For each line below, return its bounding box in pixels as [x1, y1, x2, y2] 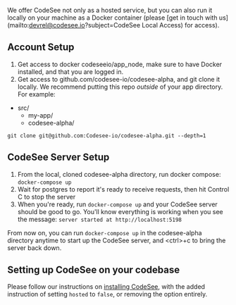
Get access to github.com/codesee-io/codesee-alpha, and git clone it [17, 75, 221, 83]
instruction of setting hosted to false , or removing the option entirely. [7, 290, 208, 299]
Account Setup [7, 42, 75, 54]
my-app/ [27, 111, 54, 119]
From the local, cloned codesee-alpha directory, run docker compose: [17, 170, 221, 178]
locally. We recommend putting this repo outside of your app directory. [17, 82, 223, 91]
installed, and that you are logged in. [17, 67, 124, 76]
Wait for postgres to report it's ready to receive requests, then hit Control [17, 185, 230, 193]
